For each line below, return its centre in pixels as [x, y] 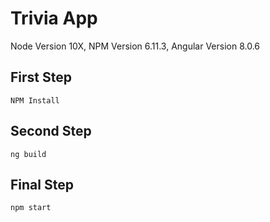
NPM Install [35, 100]
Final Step [42, 184]
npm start [31, 208]
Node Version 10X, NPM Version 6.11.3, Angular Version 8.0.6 [135, 46]
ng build [28, 154]
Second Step [51, 131]
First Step [41, 77]
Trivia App [54, 18]
